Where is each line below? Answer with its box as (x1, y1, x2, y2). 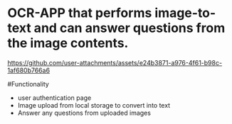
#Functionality (7, 79, 50, 88)
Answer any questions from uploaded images (17, 108, 152, 117)
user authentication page (17, 94, 92, 102)
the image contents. (7, 35, 129, 51)
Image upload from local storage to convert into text (17, 101, 171, 109)
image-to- (154, 5, 216, 21)
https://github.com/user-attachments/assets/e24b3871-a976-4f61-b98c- (7, 58, 223, 67)
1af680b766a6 (7, 66, 51, 74)
